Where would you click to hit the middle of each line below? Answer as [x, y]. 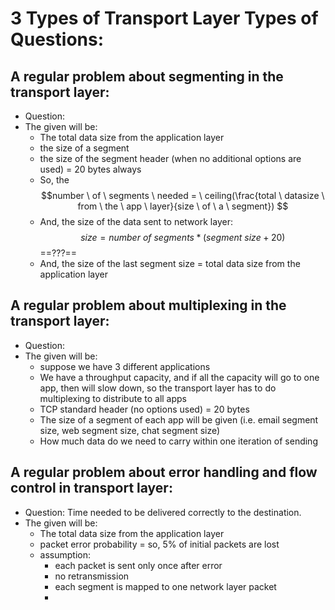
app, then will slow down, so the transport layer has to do [158, 388]
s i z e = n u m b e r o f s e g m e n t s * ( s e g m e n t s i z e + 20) [183, 237]
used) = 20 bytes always [90, 169]
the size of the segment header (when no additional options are [170, 158]
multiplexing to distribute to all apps [113, 398]
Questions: [57, 39]
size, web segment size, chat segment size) [130, 430]
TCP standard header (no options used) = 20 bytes [144, 409]
